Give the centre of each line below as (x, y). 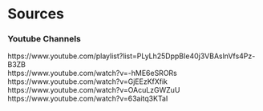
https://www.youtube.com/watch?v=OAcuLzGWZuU (94, 90)
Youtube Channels (44, 39)
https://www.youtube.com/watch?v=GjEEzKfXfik (88, 81)
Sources (36, 14)
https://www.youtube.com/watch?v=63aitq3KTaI (88, 99)
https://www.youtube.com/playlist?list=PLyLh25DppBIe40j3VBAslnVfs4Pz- (131, 56)
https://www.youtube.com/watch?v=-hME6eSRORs (92, 73)
